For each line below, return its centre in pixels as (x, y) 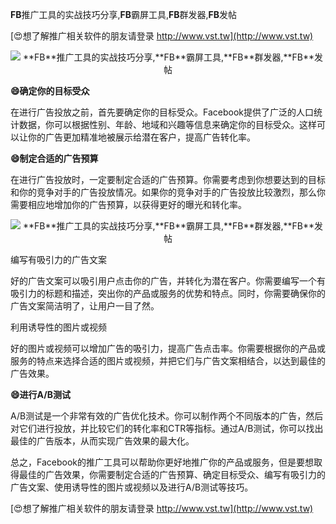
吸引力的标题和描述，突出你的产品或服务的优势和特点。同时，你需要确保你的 (168, 293)
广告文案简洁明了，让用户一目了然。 (85, 306)
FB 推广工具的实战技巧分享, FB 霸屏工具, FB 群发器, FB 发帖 (124, 14)
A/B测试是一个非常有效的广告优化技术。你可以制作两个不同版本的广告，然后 (167, 416)
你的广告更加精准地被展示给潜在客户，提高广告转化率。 (141, 137)
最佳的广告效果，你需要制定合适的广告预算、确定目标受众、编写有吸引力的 (172, 474)
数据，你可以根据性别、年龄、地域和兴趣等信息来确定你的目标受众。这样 (167, 124)
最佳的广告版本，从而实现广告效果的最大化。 (102, 441)
